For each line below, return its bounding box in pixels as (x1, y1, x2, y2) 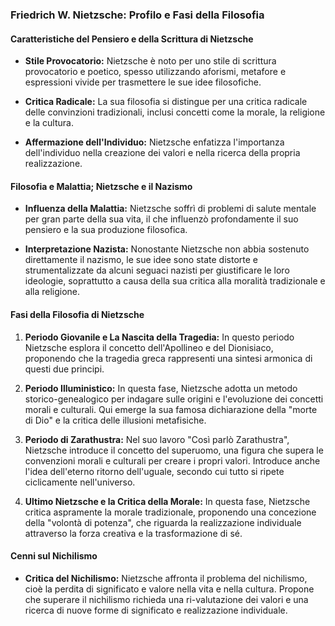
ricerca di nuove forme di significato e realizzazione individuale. (24, 604, 288, 616)
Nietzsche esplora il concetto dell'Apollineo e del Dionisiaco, (24, 341, 274, 353)
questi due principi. (24, 363, 105, 375)
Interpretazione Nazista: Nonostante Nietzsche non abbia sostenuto (24, 243, 310, 255)
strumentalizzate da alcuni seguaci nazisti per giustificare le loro (24, 264, 290, 277)
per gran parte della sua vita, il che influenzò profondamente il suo (24, 213, 299, 225)
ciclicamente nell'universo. (24, 476, 136, 488)
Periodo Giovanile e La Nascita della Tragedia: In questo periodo (24, 331, 295, 343)
